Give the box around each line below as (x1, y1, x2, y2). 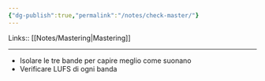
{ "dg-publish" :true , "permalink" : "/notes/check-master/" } (8, 11, 200, 20)
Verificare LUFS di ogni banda (19, 64, 118, 73)
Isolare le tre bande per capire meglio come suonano (19, 56, 192, 65)
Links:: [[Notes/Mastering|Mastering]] (8, 33, 132, 42)
